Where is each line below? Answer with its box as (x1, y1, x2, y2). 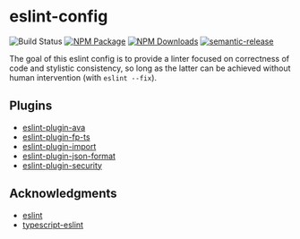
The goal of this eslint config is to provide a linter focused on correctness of (9, 53, 290, 64)
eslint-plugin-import (21, 141, 97, 151)
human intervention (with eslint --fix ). (9, 72, 158, 82)
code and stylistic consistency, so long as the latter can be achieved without (9, 63, 291, 73)
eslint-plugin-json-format (21, 150, 116, 161)
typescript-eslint (21, 219, 83, 230)
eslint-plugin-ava (21, 122, 86, 132)
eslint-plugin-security (21, 159, 103, 171)
